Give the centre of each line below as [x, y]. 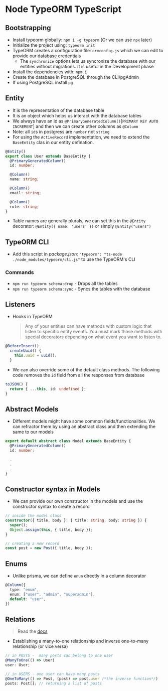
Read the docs [32, 631]
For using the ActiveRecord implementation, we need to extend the [81, 137]
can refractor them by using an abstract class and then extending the [84, 427]
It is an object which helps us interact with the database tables [77, 115]
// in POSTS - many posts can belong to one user [59, 656]
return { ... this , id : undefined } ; [48, 389]
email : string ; [26, 193]
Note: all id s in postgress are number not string [61, 131]
